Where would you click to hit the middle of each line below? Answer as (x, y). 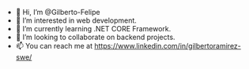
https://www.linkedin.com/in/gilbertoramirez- (168, 46)
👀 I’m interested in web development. (76, 20)
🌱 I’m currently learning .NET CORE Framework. (93, 29)
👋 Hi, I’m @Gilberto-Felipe (58, 12)
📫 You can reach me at (54, 46)
